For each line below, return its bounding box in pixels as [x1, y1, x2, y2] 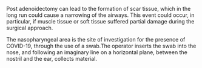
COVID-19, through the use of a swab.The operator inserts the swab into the [6, 42, 197, 49]
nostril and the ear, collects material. [6, 55, 97, 62]
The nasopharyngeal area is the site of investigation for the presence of [6, 36, 186, 43]
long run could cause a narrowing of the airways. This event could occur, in [6, 11, 195, 19]
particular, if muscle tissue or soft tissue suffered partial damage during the [6, 18, 195, 25]
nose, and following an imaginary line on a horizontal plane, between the [6, 49, 188, 56]
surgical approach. [6, 24, 53, 31]
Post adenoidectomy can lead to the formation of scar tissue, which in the [6, 5, 191, 12]
